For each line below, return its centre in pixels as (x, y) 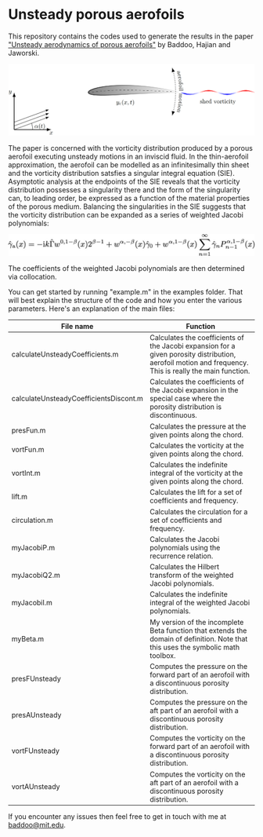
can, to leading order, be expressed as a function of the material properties (129, 199)
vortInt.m (26, 473)
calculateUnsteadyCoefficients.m (65, 354)
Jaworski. (24, 53)
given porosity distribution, (193, 354)
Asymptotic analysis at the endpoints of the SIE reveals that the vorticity (124, 181)
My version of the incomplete (197, 622)
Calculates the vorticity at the (197, 445)
